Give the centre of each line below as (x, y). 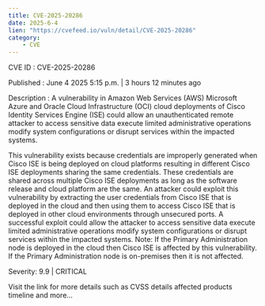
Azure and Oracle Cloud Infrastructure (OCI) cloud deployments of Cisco (127, 107)
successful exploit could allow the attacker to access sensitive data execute (132, 223)
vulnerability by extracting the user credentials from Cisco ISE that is (120, 198)
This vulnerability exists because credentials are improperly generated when (133, 156)
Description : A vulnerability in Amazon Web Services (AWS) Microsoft (123, 98)
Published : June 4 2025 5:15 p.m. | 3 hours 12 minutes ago (105, 83)
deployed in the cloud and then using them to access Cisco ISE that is (122, 206)
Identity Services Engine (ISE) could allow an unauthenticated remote (121, 115)
